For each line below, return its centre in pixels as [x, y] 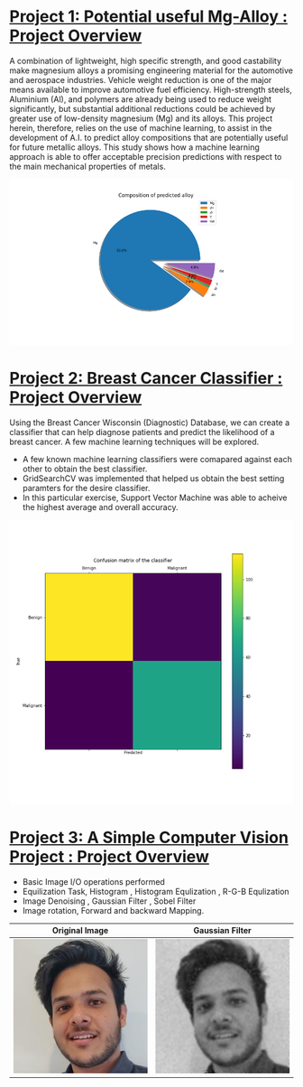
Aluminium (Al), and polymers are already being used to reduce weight [141, 99]
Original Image [81, 931]
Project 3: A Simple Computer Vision [149, 838]
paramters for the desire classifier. [86, 488]
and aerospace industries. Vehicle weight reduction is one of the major [141, 79]
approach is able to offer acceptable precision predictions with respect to [146, 156]
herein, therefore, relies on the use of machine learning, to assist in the [141, 127]
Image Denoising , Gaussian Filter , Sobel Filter [109, 901]
